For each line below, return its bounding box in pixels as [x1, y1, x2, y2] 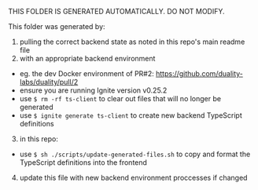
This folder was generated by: [8, 22, 105, 31]
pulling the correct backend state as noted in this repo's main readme [19, 37, 245, 46]
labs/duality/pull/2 [19, 78, 79, 86]
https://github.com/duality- [156, 69, 244, 78]
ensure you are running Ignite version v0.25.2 [19, 86, 168, 95]
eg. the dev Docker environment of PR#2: [19, 69, 155, 78]
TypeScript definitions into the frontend [19, 158, 148, 167]
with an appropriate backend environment [19, 54, 156, 63]
